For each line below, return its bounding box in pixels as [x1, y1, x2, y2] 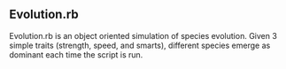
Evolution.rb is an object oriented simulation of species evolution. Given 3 [9, 30, 277, 41]
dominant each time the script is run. [9, 49, 143, 60]
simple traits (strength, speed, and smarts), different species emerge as [9, 40, 271, 50]
